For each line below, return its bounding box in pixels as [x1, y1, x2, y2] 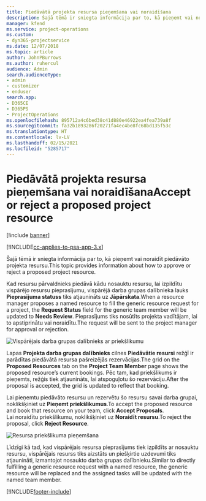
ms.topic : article [6, 49, 53, 55]
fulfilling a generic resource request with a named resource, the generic [6, 463, 188, 470]
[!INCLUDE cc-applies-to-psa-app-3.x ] [6, 243, 104, 250]
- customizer [6, 83, 40, 89]
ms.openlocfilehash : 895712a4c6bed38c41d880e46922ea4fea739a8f [6, 117, 172, 123]
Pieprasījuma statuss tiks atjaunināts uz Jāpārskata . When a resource [6, 293, 185, 300]
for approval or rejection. [6, 325, 69, 333]
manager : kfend [6, 20, 45, 26]
